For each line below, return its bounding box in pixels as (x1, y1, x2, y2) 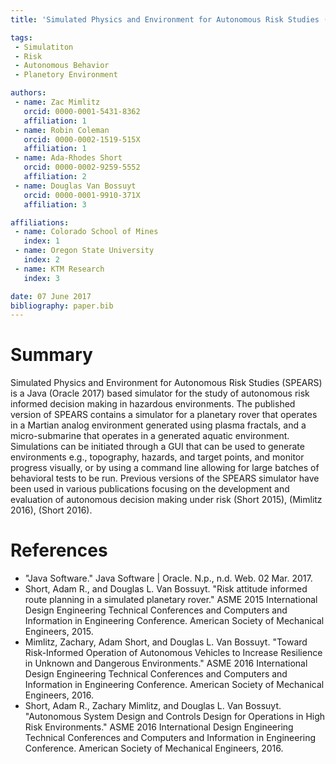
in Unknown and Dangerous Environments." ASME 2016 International (24, 657, 308, 670)
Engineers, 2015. (24, 626, 94, 638)
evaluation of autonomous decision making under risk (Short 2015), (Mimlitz (10, 494, 323, 506)
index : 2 (23, 255, 60, 265)
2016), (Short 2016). (10, 504, 93, 516)
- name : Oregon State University (14, 246, 155, 256)
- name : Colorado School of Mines (14, 227, 159, 237)
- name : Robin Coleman (14, 125, 110, 135)
